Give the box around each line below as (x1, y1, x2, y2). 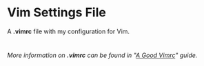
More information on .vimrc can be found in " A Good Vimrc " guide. (7, 51, 198, 59)
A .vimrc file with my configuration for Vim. (7, 27, 130, 35)
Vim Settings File (7, 5, 107, 20)
